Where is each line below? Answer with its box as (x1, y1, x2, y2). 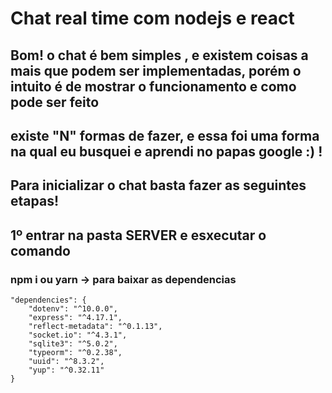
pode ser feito (10, 93, 100, 111)
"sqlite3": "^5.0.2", (28, 339, 118, 349)
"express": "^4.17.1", (28, 313, 123, 323)
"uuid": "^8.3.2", (28, 357, 105, 367)
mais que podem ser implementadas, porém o (10, 62, 302, 79)
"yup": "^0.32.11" (28, 365, 105, 376)
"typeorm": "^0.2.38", (28, 348, 123, 358)
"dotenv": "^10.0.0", (28, 304, 118, 314)
